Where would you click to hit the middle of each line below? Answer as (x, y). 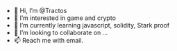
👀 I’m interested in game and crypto (65, 18)
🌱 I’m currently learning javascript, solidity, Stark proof (92, 25)
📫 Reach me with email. (49, 40)
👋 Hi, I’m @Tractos (40, 11)
